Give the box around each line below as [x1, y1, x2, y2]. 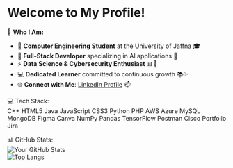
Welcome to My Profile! [7, 5, 145, 21]
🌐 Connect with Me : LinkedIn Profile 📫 [17, 80, 131, 88]
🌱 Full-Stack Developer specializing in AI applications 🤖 [17, 51, 178, 60]
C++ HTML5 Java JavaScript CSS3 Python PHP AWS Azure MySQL [7, 106, 201, 115]
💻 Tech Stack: [7, 96, 49, 105]
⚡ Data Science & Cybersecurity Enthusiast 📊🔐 [17, 59, 157, 67]
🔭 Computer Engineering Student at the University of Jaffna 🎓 [17, 42, 201, 50]
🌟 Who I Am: [7, 28, 44, 36]
